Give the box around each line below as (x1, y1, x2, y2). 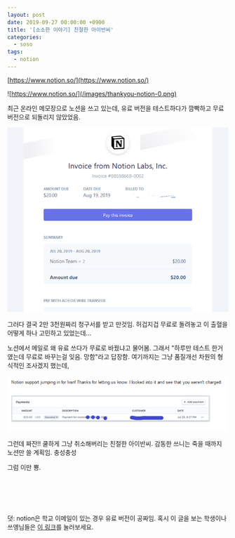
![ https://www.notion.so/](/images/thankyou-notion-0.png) (7, 89, 177, 98)
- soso (13, 41, 33, 48)
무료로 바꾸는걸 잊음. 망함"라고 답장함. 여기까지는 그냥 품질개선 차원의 (25, 353, 216, 361)
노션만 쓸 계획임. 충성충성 (7, 448, 77, 457)
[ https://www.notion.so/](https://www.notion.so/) (7, 76, 149, 84)
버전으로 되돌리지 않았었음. (7, 112, 81, 121)
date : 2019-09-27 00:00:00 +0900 (7, 18, 105, 26)
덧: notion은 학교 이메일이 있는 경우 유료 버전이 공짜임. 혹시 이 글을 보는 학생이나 (7, 514, 227, 523)
